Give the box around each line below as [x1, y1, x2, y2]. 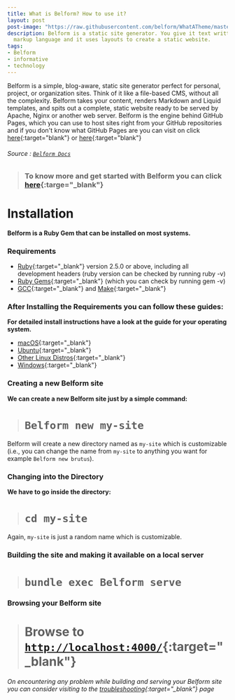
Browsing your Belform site [7, 598, 102, 608]
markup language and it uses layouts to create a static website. [13, 36, 211, 43]
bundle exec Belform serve [24, 576, 182, 589]
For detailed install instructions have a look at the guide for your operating [7, 317, 227, 326]
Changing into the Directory [7, 471, 104, 481]
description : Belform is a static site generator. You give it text [7, 29, 211, 37]
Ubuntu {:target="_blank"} [17, 346, 92, 355]
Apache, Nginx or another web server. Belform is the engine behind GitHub [7, 111, 224, 120]
